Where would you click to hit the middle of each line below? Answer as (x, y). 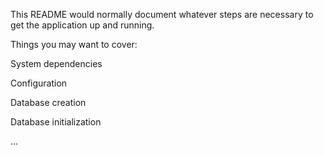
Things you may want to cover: (74, 44)
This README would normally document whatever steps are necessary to (162, 14)
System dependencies (56, 63)
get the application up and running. (82, 25)
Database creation (48, 102)
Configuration (39, 83)
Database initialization (56, 122)
